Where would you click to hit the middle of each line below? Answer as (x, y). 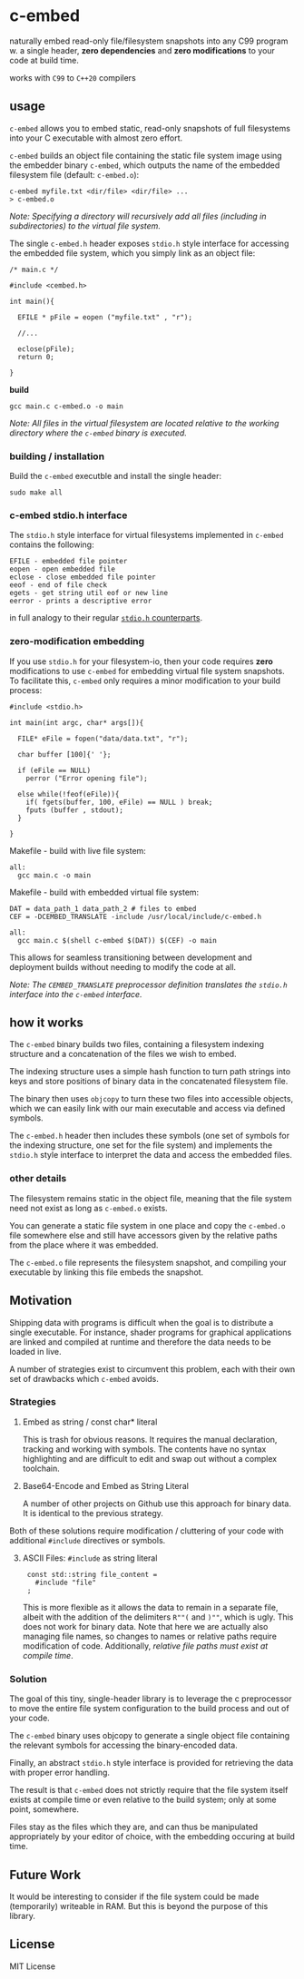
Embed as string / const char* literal (90, 1422)
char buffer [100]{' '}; (64, 754)
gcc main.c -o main (54, 875)
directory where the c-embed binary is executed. (98, 433)
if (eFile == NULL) (54, 770)
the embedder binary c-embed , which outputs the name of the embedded (145, 165)
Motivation (41, 1301)
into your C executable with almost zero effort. (96, 138)
